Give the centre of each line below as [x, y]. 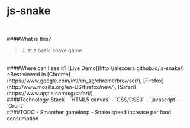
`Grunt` [15, 105]
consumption [23, 118]
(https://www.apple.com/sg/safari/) [50, 93]
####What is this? [29, 39]
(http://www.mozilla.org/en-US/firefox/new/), [62, 87]
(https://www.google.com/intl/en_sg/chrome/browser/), [74, 81]
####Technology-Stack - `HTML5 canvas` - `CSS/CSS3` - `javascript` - [94, 100]
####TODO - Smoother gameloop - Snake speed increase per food [89, 112]
